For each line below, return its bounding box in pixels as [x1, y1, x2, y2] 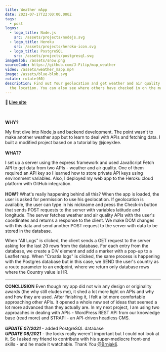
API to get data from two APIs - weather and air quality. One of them [5, 164, 144, 171]
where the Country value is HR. [5, 269, 69, 275]
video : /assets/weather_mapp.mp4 [5, 67, 74, 72]
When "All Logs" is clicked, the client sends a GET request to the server [5, 237, 151, 243]
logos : [5, 26, 19, 31]
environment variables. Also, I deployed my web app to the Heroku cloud [5, 175, 153, 181]
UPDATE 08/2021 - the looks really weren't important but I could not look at [5, 330, 160, 337]
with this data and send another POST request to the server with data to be [5, 222, 158, 228]
